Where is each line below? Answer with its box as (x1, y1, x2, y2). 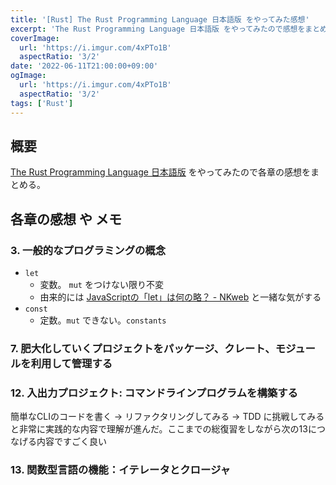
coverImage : (10, 33, 60, 43)
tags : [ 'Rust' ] (10, 98, 74, 108)
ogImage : (10, 71, 47, 81)
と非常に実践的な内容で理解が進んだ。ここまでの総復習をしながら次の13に (10, 423, 317, 435)
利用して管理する (30, 356, 113, 370)
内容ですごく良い (36, 436, 107, 448)
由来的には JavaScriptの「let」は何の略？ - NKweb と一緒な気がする (39, 291, 322, 303)
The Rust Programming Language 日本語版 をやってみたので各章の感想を (10, 166, 312, 178)
